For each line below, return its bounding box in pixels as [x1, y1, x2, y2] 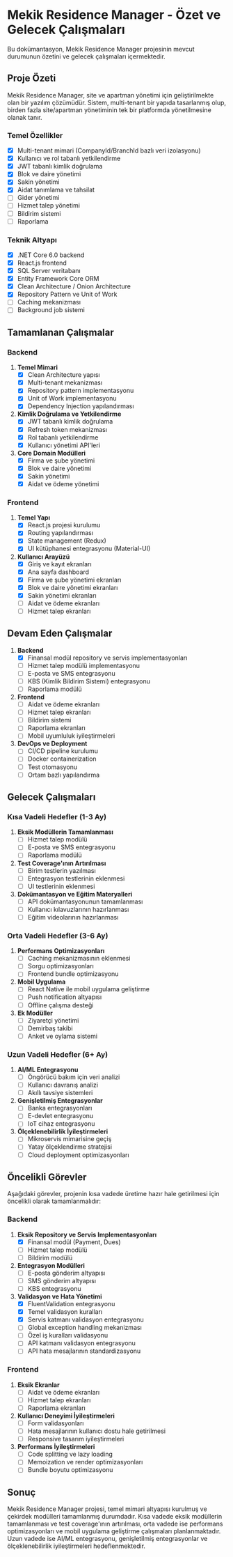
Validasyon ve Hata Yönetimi [17, 1292, 102, 1301]
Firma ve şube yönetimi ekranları [27, 575, 122, 584]
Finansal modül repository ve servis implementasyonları [27, 653, 188, 662]
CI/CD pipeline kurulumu [27, 747, 99, 755]
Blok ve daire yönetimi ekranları [27, 583, 118, 591]
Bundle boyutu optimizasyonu [27, 1466, 113, 1474]
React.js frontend [17, 258, 67, 268]
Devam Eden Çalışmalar [7, 628, 113, 640]
